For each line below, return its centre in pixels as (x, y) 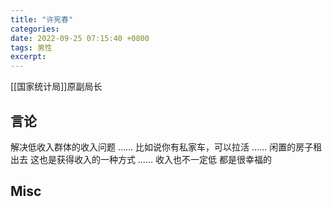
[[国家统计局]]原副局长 (56, 87)
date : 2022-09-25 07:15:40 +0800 (80, 38)
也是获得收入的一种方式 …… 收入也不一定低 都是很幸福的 (155, 159)
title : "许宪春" (42, 19)
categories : (35, 29)
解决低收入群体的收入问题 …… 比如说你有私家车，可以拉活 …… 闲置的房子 (162, 147)
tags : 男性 (31, 47)
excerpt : (28, 57)
